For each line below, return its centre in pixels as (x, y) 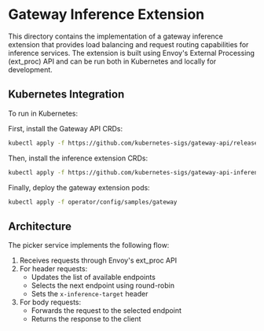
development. (30, 69)
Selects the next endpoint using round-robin (103, 285)
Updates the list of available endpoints (93, 278)
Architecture (40, 226)
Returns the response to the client (86, 319)
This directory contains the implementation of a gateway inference (116, 36)
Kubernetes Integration (66, 95)
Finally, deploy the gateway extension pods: (79, 187)
